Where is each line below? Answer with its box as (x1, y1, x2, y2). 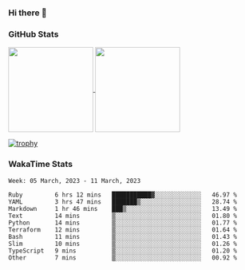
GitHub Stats (8, 28, 59, 39)
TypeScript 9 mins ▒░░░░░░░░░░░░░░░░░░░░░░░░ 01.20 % (8, 247, 238, 255)
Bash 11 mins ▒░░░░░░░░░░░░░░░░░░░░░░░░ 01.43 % (8, 232, 238, 240)
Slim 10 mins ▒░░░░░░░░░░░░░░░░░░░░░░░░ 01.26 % (8, 240, 238, 248)
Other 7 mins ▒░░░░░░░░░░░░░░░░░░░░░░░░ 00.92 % (8, 253, 238, 262)
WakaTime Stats (8, 159, 73, 170)
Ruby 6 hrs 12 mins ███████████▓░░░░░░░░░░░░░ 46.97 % (8, 191, 238, 199)
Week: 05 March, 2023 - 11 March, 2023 (8, 177, 141, 185)
